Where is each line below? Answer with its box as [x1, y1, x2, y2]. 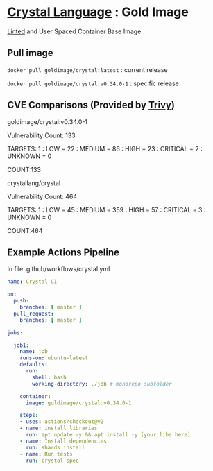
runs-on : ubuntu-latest [19, 354, 89, 361]
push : [13, 298, 30, 305]
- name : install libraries [19, 425, 98, 432]
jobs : [7, 329, 23, 336]
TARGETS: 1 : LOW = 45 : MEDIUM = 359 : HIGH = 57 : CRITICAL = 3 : [7, 205, 206, 214]
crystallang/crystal [7, 178, 61, 187]
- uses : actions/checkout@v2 [19, 418, 104, 425]
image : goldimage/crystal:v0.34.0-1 [25, 400, 132, 406]
